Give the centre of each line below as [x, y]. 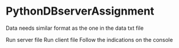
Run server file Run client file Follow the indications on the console [89, 39]
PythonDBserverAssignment [80, 11]
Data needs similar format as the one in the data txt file [75, 28]
